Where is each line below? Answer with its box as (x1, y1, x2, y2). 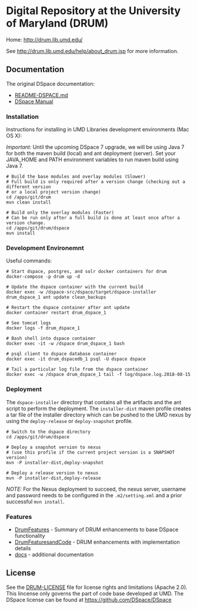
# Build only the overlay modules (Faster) (6, 210, 115, 216)
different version (6, 184, 51, 190)
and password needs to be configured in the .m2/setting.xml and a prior (6, 491, 182, 498)
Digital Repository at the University (6, 4, 181, 18)
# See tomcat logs (6, 320, 51, 326)
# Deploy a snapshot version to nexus (6, 444, 101, 450)
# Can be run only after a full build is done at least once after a (6, 215, 181, 221)
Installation (6, 112, 39, 121)
